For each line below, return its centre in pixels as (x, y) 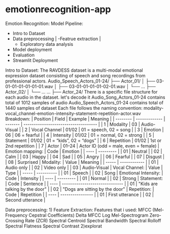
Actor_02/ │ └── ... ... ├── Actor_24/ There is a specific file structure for (81, 92)
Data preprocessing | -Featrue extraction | (57, 39)
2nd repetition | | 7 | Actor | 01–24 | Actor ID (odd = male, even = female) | (82, 145)
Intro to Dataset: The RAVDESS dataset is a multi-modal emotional (74, 70)
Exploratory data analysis (47, 44)
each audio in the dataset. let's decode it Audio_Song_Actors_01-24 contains (85, 97)
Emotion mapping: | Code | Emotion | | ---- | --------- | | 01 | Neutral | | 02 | (84, 151)
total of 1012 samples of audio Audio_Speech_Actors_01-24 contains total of (84, 102)
